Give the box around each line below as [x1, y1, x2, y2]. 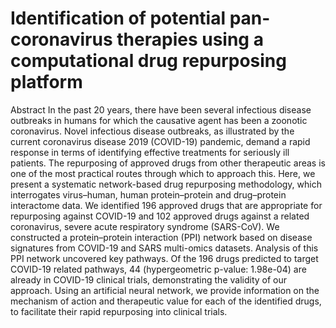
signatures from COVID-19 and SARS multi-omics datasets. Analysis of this [10, 242, 319, 254]
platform [10, 71, 83, 94]
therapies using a [116, 28, 264, 51]
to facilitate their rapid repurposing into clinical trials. [10, 305, 228, 317]
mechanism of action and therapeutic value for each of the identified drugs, [10, 295, 322, 307]
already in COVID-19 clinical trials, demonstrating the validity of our [10, 273, 287, 286]
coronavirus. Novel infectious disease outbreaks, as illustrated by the [10, 125, 295, 137]
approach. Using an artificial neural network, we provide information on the [10, 284, 320, 296]
